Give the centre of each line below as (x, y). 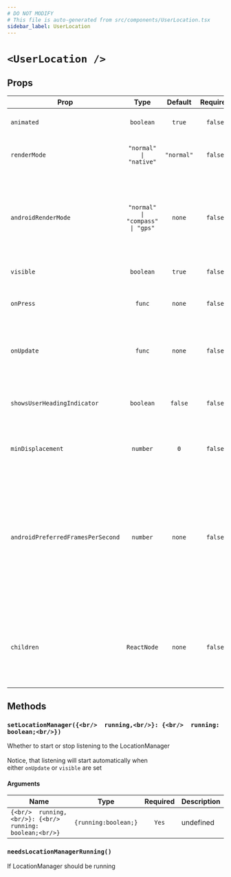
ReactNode (142, 647)
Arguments (24, 784)
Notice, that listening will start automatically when (77, 761)
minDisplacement (37, 449)
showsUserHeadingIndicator (55, 403)
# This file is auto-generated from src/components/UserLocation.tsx (109, 20)
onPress (23, 304)
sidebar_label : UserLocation (49, 26)
